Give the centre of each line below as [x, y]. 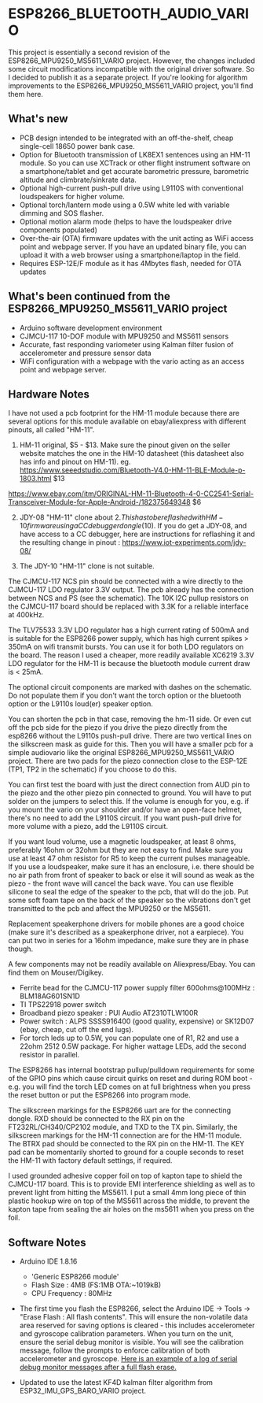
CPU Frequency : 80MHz [71, 1294]
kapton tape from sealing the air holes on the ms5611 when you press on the [131, 1209]
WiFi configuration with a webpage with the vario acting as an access [132, 361]
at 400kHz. [26, 615]
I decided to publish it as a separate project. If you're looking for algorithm [128, 77]
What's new [38, 119]
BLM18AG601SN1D [50, 996]
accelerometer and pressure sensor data [85, 353]
